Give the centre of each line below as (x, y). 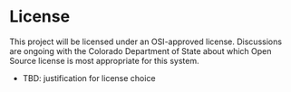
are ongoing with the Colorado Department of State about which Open (141, 51)
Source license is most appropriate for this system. (104, 60)
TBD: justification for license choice (89, 78)
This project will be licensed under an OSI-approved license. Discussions (146, 41)
